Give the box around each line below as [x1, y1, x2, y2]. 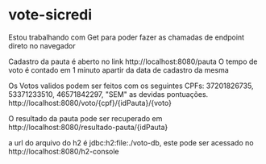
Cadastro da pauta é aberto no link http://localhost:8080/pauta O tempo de [8, 57, 258, 66]
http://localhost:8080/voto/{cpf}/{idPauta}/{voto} [8, 98, 172, 107]
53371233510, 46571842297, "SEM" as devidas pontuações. [8, 89, 209, 99]
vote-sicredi [8, 6, 93, 24]
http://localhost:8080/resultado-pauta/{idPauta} [8, 122, 168, 132]
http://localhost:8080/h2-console [8, 146, 119, 156]
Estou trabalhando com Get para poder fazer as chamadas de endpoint [8, 32, 244, 42]
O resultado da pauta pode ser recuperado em [8, 113, 163, 123]
